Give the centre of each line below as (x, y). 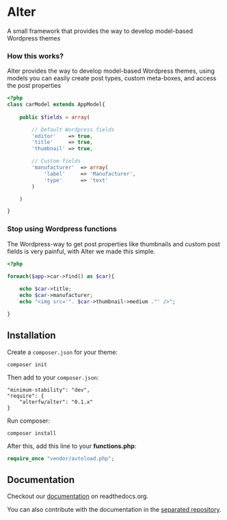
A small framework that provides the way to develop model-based (100, 31)
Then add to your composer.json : (53, 377)
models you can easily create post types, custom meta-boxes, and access (112, 78)
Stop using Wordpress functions (62, 229)
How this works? (35, 56)
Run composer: (28, 421)
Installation (31, 336)
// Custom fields (56, 161)
